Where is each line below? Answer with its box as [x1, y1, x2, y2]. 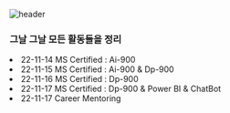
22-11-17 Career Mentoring [21, 93, 121, 104]
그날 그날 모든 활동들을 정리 [9, 33, 122, 46]
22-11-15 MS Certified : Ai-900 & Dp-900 [21, 64, 175, 75]
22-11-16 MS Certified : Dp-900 [21, 74, 139, 85]
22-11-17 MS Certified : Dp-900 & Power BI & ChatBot [21, 83, 222, 95]
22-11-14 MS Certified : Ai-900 [21, 55, 136, 66]
